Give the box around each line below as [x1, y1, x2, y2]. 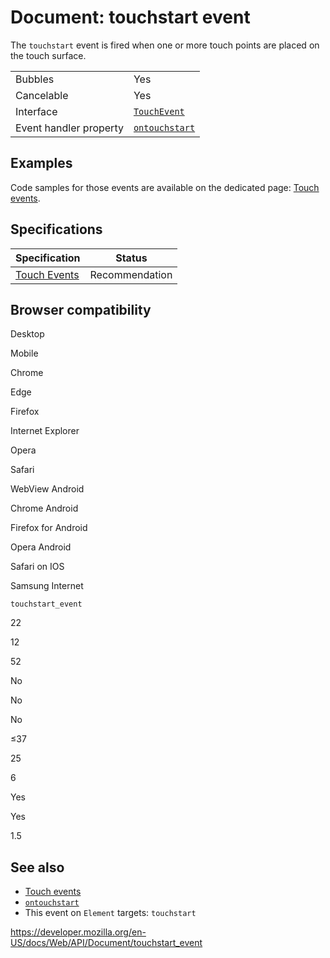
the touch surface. [10, 49, 87, 61]
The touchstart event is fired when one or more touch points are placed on [10, 39, 320, 51]
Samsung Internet [10, 580, 84, 592]
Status [115, 251, 148, 265]
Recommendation [89, 267, 173, 281]
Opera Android [10, 541, 72, 553]
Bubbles [15, 72, 55, 86]
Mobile [10, 347, 39, 360]
